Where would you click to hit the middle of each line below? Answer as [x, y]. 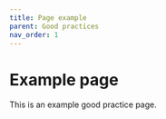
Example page [64, 79]
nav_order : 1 [34, 35]
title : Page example [49, 18]
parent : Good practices [54, 26]
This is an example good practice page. [83, 104]
